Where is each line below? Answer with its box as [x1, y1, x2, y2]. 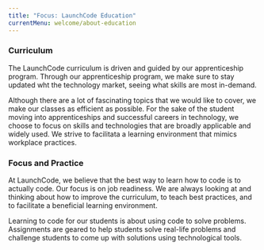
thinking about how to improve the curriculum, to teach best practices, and [8, 192, 252, 202]
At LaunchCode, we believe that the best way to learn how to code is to [8, 175, 242, 185]
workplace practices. [8, 137, 77, 147]
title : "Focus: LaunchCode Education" [8, 11, 136, 20]
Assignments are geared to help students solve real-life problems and [8, 225, 236, 234]
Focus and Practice [8, 157, 84, 168]
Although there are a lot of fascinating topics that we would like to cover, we [8, 95, 256, 105]
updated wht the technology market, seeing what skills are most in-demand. [8, 80, 258, 90]
